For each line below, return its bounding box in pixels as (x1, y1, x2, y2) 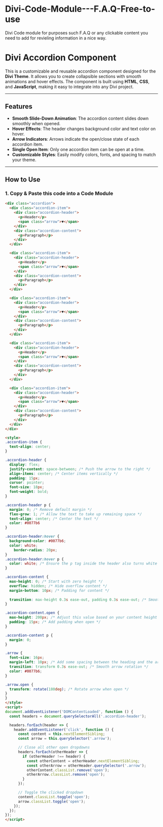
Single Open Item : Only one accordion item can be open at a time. (12, 146, 145, 152)
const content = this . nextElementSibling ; (17, 732, 105, 736)
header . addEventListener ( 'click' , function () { (14, 727, 114, 732)
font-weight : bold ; (9, 489, 49, 494)
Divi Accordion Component (5, 52, 116, 63)
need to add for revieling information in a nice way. (5, 35, 107, 41)
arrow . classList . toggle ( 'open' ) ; (17, 799, 86, 804)
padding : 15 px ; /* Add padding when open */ (9, 620, 101, 624)
